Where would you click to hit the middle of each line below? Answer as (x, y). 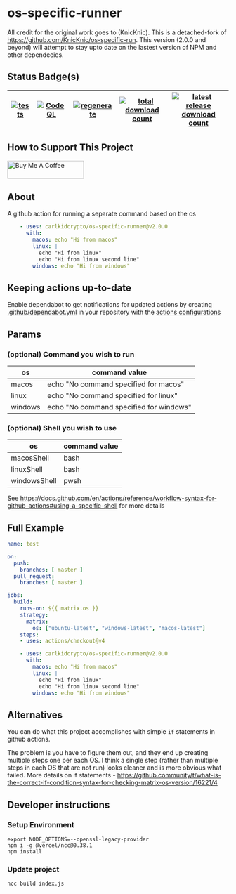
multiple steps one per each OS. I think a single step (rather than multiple (113, 761)
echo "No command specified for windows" (119, 407)
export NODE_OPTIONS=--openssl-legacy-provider (78, 839)
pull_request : (34, 576)
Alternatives (35, 715)
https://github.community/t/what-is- (169, 775)
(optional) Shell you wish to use (62, 428)
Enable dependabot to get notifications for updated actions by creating (110, 305)
